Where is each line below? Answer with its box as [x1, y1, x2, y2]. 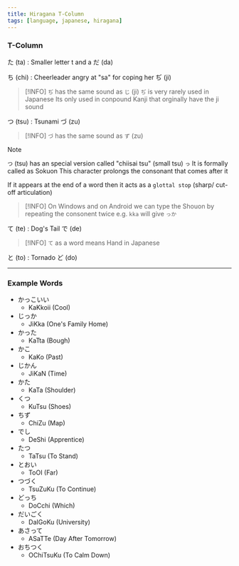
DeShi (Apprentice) [28, 435, 85, 444]
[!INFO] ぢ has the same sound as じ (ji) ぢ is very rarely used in [24, 87, 210, 96]
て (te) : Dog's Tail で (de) [7, 224, 82, 233]
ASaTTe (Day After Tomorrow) [28, 535, 117, 543]
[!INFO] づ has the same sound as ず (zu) [24, 131, 144, 140]
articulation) [17, 188, 53, 196]
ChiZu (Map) [28, 419, 65, 428]
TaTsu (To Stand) [28, 452, 78, 460]
